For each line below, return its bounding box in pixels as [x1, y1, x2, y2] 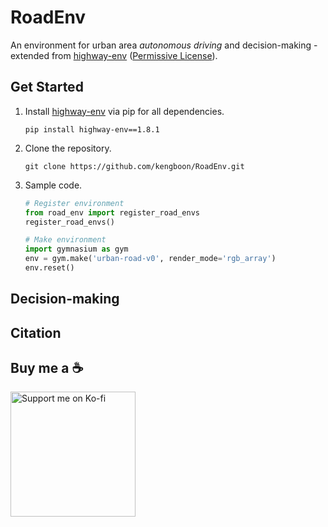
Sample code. [24, 179, 83, 191]
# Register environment [24, 198, 125, 208]
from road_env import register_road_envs [24, 207, 201, 218]
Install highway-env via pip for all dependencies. [24, 105, 225, 117]
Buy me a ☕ [10, 360, 84, 377]
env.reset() [24, 263, 75, 273]
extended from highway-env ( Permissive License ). [10, 49, 218, 61]
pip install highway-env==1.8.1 [24, 124, 160, 135]
